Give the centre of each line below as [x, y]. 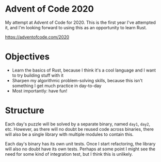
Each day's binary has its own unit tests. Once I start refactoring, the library [80, 144]
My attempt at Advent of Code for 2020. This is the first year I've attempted [80, 22]
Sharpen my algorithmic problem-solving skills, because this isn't [77, 80]
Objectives [27, 57]
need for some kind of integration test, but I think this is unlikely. [69, 154]
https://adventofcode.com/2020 [37, 37]
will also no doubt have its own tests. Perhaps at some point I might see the [80, 149]
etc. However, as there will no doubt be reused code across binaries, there [80, 129]
